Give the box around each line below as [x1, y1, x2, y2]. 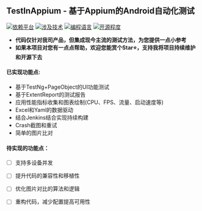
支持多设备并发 [15, 159, 53, 166]
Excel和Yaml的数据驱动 [15, 106, 74, 114]
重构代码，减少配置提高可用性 [15, 198, 90, 205]
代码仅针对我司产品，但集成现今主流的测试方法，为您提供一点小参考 [15, 36, 187, 43]
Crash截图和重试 [15, 122, 57, 129]
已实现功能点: [6, 68, 41, 76]
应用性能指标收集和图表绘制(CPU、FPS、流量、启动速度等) [15, 98, 164, 106]
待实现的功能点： [6, 144, 49, 152]
